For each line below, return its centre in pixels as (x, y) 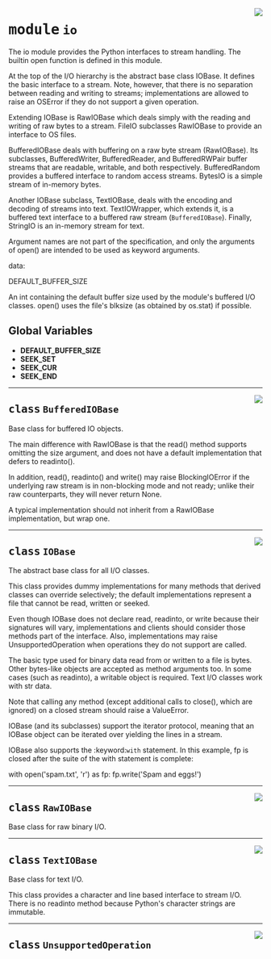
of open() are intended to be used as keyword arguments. (104, 249)
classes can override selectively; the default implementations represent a (130, 595)
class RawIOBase (50, 808)
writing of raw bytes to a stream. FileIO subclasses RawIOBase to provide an (135, 126)
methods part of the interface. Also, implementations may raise (113, 636)
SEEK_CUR (38, 367)
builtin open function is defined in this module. (85, 60)
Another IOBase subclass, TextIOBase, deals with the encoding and (120, 200)
